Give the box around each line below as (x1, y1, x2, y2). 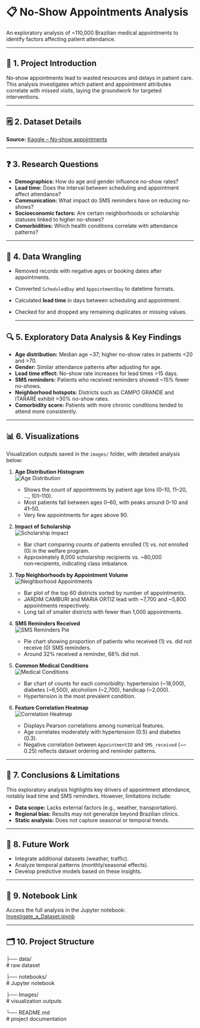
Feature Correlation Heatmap (14, 704, 89, 711)
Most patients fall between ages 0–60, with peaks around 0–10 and (23, 498, 188, 506)
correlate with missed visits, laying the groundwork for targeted (6, 86, 162, 94)
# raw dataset (6, 962, 40, 969)
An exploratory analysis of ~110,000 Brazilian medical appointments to (6, 29, 179, 36)
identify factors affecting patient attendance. (6, 35, 116, 42)
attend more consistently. (14, 408, 77, 415)
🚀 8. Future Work (6, 840, 70, 850)
